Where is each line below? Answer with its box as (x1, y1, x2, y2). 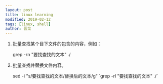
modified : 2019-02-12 (5, 17, 51, 22)
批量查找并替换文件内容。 (12, 62, 66, 68)
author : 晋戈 (5, 26, 31, 31)
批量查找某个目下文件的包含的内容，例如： (12, 41, 102, 47)
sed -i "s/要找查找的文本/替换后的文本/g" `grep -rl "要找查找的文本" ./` (12, 73, 158, 79)
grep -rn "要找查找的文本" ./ (12, 52, 71, 58)
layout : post (5, 7, 33, 13)
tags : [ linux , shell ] (5, 21, 51, 27)
